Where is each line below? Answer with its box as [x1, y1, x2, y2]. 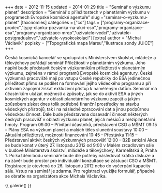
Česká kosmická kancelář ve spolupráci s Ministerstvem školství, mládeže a [5, 55, 156, 60]
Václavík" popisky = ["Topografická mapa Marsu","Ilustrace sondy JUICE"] [5, 40, 154, 46]
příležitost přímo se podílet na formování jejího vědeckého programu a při [5, 80, 151, 86]
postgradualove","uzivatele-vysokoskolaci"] [5, 35, 92, 41]
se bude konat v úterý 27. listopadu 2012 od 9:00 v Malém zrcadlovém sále [5, 143, 154, 148]
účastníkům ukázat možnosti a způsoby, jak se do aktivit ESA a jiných [5, 91, 143, 96]
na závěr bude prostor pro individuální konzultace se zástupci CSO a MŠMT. [5, 158, 157, 163]
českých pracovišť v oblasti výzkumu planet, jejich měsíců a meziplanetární [5, 116, 155, 122]
